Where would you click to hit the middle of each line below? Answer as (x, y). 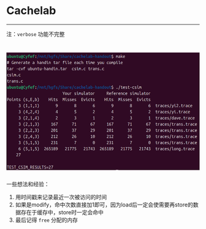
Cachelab (31, 11)
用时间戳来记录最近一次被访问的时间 (61, 197)
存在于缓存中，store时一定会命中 (62, 213)
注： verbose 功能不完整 (36, 34)
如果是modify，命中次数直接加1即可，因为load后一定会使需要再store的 (104, 205)
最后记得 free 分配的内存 (47, 220)
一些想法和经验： (28, 184)
